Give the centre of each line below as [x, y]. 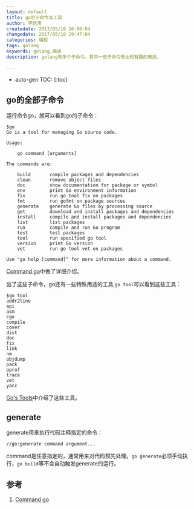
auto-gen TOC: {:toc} [41, 79]
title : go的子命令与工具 [34, 18]
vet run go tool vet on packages [70, 249]
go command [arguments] [47, 154]
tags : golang [23, 46]
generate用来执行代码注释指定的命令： [54, 433]
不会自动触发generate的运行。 [82, 464]
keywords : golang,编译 [34, 51]
